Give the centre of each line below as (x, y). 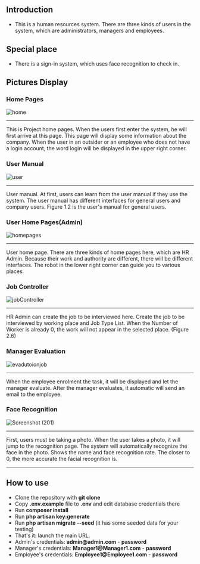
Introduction (30, 10)
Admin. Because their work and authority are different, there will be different (100, 258)
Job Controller (27, 287)
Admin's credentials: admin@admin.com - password (81, 541)
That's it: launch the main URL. (52, 535)
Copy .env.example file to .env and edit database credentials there (97, 504)
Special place (32, 49)
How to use (27, 483)
